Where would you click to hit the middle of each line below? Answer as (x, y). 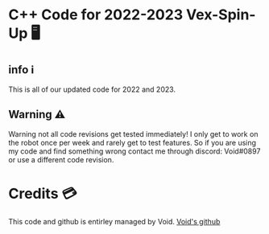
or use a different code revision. (61, 159)
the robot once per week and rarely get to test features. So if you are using (132, 142)
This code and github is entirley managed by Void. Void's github (114, 221)
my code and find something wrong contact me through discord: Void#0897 (134, 151)
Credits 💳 (43, 194)
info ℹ (21, 70)
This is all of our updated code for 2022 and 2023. (92, 89)
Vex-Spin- (221, 15)
